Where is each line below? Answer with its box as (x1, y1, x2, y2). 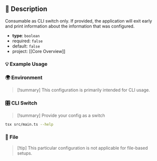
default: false (12, 43, 40, 49)
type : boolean (12, 32, 40, 38)
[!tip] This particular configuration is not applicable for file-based (17, 145, 148, 151)
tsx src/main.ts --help (5, 122, 54, 127)
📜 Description (5, 5, 47, 13)
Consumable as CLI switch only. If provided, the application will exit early (5, 18, 153, 24)
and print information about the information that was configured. (5, 23, 135, 29)
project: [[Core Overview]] (12, 48, 66, 54)
